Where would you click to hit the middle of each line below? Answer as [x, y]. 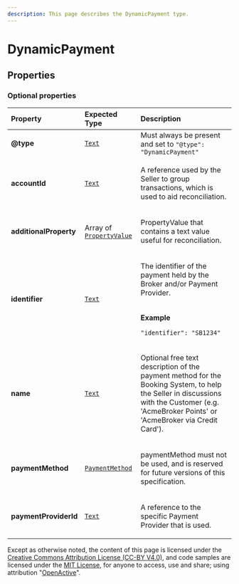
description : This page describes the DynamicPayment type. [99, 14]
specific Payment [170, 516]
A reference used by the [181, 170]
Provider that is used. [176, 525]
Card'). [152, 429]
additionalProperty [43, 231]
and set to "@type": [172, 144]
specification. [163, 481]
